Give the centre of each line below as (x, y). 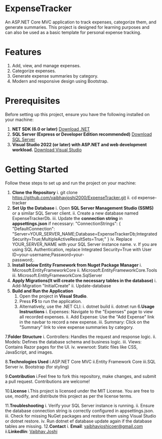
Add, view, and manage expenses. (46, 65)
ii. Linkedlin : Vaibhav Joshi (31, 431)
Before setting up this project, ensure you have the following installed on (77, 114)
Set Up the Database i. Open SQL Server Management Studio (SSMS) (83, 208)
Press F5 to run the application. (51, 301)
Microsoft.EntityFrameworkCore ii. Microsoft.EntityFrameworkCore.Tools (85, 270)
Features (23, 52)
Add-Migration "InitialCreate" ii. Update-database (62, 285)
